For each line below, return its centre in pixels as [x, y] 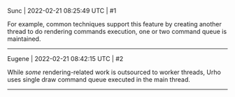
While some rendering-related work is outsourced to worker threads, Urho [114, 72]
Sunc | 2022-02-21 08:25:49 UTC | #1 [62, 11]
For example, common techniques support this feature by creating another [115, 24]
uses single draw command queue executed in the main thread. [99, 79]
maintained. [24, 39]
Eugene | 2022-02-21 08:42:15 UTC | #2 [65, 59]
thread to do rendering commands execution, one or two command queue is [117, 32]
